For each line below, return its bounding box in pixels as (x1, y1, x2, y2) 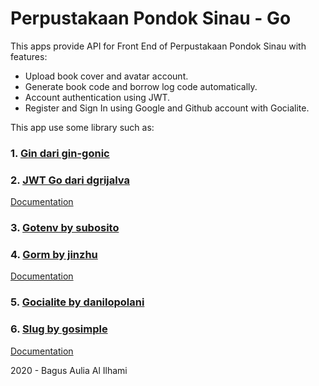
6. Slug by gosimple (10, 322, 108, 336)
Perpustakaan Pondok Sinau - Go (10, 7, 292, 30)
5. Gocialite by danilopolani (10, 295, 145, 309)
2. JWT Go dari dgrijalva (10, 173, 131, 187)
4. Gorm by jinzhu (10, 248, 98, 261)
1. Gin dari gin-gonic (10, 146, 110, 160)
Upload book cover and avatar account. (24, 70, 189, 82)
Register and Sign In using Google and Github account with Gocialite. (24, 102, 310, 114)
